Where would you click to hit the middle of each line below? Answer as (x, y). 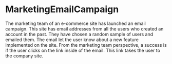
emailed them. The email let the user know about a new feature (72, 40)
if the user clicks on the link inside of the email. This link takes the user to (83, 50)
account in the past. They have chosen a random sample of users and (79, 34)
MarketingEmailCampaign (62, 9)
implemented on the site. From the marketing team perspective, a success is (86, 45)
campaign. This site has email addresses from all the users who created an (84, 28)
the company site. (24, 56)
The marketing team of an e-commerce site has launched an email (76, 23)
